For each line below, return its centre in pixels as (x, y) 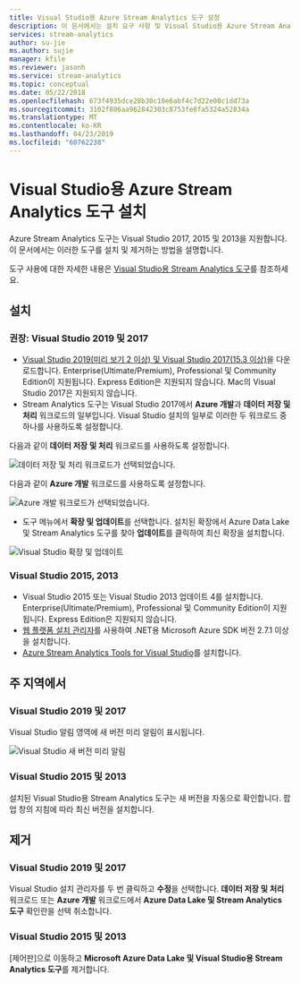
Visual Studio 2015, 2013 (64, 576)
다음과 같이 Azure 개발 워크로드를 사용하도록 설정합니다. (108, 483)
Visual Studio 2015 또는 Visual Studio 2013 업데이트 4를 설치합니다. (142, 596)
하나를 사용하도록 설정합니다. (72, 427)
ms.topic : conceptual (50, 84)
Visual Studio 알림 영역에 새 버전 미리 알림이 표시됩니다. (107, 732)
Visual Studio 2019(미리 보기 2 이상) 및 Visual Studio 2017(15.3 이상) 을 (148, 360)
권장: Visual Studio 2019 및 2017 (79, 338)
